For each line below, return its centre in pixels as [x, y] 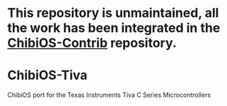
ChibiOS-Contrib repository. [92, 43]
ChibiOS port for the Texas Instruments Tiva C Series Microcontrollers [109, 95]
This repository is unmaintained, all [113, 13]
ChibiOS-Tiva [47, 75]
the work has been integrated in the [114, 28]
